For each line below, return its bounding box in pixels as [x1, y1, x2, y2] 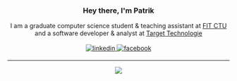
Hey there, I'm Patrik [83, 6, 154, 15]
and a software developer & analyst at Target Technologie [35, 29, 202, 37]
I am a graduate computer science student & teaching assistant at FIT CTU [10, 22, 227, 30]
